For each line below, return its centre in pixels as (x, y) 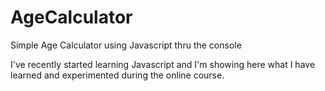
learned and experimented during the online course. (117, 75)
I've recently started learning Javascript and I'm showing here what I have (163, 64)
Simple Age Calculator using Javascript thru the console (126, 45)
